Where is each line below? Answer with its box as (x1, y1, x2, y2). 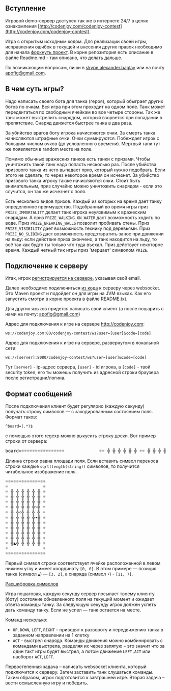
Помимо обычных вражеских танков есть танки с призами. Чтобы (5, 155, 150, 162)
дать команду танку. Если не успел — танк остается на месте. (5, 607, 141, 613)
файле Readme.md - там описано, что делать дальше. (5, 55, 123, 61)
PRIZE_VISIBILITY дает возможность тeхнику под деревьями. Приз (5, 225, 151, 231)
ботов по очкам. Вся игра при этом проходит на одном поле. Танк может (5, 103, 165, 110)
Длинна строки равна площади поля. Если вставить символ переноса (5, 458, 159, 464)
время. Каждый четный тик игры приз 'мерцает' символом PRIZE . (5, 247, 149, 253)
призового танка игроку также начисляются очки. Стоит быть (5, 177, 141, 183)
